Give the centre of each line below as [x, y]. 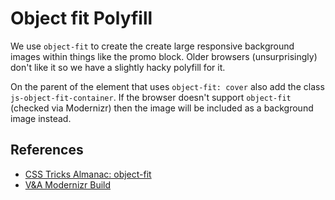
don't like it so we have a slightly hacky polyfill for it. [118, 67]
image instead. [41, 118]
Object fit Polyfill [81, 18]
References [47, 150]
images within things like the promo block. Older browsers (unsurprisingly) [164, 56]
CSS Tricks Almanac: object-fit [88, 174]
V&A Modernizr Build [68, 184]
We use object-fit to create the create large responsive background [152, 46]
